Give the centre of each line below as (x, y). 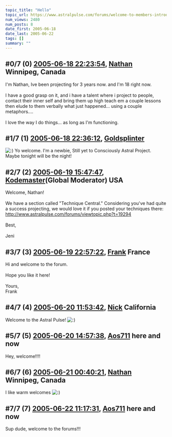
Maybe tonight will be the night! (39, 156)
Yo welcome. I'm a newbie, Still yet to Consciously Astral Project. (83, 151)
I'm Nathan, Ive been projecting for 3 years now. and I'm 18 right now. (79, 84)
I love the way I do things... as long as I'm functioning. (62, 122)
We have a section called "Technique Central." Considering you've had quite (86, 203)
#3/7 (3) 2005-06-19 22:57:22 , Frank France (78, 252)
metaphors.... (19, 111)
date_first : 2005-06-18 (31, 29)
